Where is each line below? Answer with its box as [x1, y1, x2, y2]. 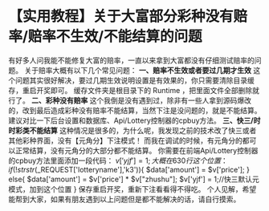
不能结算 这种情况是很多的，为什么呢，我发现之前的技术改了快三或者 [29, 125, 257, 135]
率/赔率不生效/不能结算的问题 [8, 27, 202, 46]
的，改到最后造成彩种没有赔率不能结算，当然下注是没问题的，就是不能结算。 [8, 105, 262, 115]
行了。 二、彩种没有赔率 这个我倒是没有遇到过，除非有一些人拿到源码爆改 [8, 95, 251, 105]
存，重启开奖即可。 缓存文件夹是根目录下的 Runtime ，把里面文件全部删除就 [8, 85, 259, 95]
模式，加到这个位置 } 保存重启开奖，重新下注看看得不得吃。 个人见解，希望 [8, 184, 257, 193]
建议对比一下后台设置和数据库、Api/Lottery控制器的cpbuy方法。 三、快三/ [8, 116, 255, 125]
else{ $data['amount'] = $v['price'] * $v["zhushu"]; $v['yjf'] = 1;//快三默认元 [8, 174, 259, 184]
